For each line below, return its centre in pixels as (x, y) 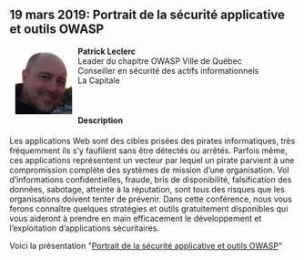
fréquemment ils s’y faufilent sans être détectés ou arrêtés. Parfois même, (149, 151)
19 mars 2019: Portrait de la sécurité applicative (147, 15)
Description (101, 120)
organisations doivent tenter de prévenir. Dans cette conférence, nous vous (151, 199)
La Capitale (99, 80)
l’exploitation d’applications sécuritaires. (84, 228)
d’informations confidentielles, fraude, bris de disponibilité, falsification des (151, 180)
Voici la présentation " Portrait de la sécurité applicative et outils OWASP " (146, 246)
